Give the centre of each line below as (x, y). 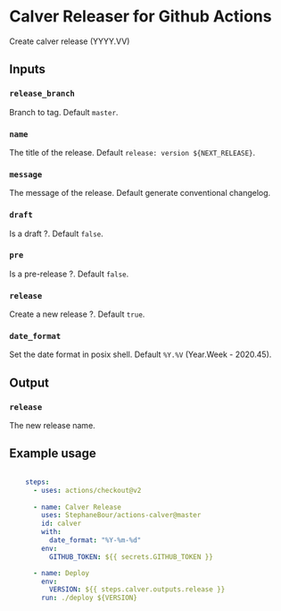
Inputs (28, 69)
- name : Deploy (61, 573)
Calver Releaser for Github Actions (140, 17)
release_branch (42, 94)
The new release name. (52, 426)
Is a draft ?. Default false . (57, 233)
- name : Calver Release (77, 507)
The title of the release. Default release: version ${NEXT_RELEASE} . (132, 152)
